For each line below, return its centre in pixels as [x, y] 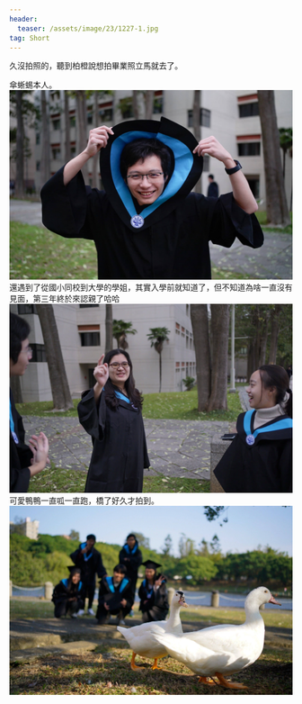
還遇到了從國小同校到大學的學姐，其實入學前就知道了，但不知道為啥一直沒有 [151, 287]
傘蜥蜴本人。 [33, 85]
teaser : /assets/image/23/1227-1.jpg [88, 28]
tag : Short [30, 38]
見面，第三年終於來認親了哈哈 [64, 298]
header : [24, 19]
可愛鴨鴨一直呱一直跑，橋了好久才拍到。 [84, 501]
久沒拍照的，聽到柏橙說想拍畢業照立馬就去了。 [96, 66]
